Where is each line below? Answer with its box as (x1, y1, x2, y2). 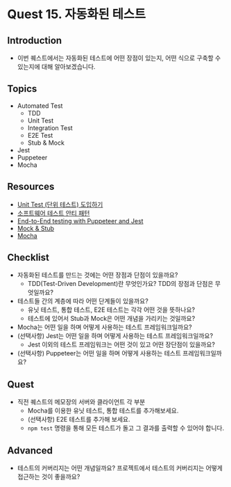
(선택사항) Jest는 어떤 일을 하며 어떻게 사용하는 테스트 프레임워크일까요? (17, 332, 214, 340)
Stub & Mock (27, 138, 65, 147)
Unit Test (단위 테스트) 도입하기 (17, 200, 103, 209)
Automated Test (17, 102, 63, 110)
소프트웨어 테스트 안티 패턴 (17, 209, 90, 217)
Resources (7, 181, 55, 193)
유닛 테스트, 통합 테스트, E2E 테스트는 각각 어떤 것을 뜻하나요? (27, 305, 196, 314)
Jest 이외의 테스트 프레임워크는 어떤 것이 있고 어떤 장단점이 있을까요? (27, 340, 215, 349)
